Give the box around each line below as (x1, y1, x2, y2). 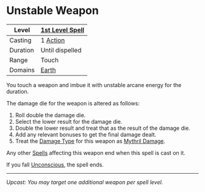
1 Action (40, 36, 65, 44)
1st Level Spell (40, 26, 84, 34)
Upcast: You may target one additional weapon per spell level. (6, 178, 164, 186)
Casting (9, 36, 32, 44)
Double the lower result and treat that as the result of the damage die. (15, 124, 190, 132)
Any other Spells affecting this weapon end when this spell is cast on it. (6, 149, 185, 156)
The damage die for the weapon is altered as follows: (6, 99, 140, 107)
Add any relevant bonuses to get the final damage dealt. (15, 130, 157, 138)
